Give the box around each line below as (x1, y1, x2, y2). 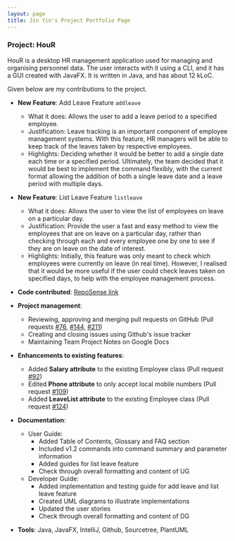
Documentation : (17, 416, 66, 424)
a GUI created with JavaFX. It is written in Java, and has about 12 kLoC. (7, 71, 215, 80)
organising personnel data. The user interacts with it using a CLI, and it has (7, 63, 224, 72)
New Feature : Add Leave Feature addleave (17, 98, 141, 106)
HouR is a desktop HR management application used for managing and (7, 56, 213, 64)
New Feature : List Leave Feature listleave (17, 193, 143, 201)
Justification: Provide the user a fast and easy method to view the (27, 221, 219, 230)
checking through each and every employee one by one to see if (27, 237, 216, 245)
